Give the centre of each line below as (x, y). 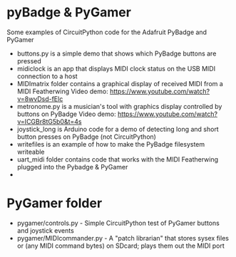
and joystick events (45, 230)
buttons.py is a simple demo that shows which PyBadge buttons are (117, 53)
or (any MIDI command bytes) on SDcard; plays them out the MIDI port (121, 246)
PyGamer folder (55, 203)
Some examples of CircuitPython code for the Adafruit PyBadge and (107, 32)
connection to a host (47, 76)
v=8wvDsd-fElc (40, 99)
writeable (31, 152)
